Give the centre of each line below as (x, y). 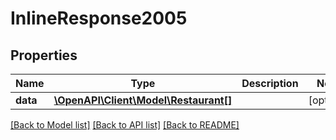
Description (270, 83)
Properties (44, 55)
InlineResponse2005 (99, 18)
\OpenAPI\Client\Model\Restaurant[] (143, 100)
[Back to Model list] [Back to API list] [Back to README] (125, 125)
